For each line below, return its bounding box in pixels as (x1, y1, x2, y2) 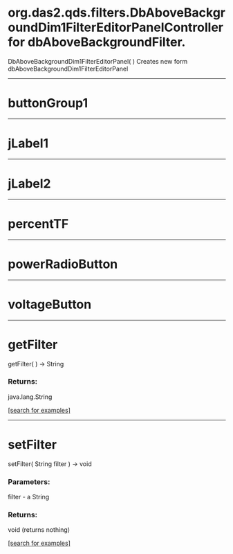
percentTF (8, 216, 69, 231)
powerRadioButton (8, 256, 118, 271)
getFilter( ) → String (8, 359, 64, 368)
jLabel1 (8, 136, 49, 152)
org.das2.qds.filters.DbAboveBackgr (8, 5, 225, 21)
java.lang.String (8, 393, 53, 401)
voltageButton (8, 296, 92, 312)
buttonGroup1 (8, 96, 88, 111)
